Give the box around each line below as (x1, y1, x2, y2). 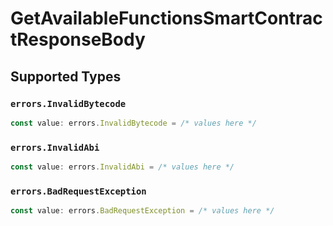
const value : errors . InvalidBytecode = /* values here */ (10, 118, 257, 128)
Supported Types (10, 68, 122, 85)
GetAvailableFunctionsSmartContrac (10, 7, 323, 30)
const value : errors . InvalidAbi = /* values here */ (10, 162, 235, 172)
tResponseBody (10, 28, 146, 51)
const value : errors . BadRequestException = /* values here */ (10, 206, 275, 216)
